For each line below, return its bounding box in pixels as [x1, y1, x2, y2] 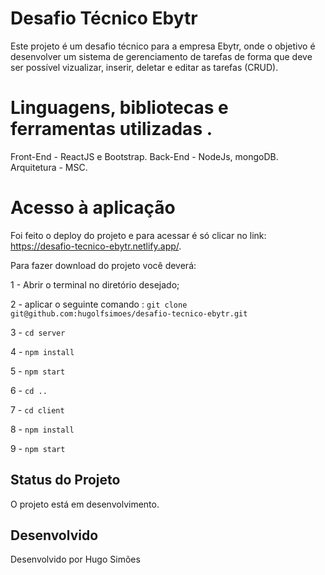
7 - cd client [10, 403, 65, 416]
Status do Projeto [10, 472, 121, 489]
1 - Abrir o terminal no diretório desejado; [10, 278, 180, 291]
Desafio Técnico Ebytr [10, 7, 198, 30]
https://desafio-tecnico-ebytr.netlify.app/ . [10, 240, 182, 252]
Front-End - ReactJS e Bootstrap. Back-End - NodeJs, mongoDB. [10, 150, 279, 162]
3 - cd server [10, 326, 66, 338]
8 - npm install [10, 423, 75, 435]
